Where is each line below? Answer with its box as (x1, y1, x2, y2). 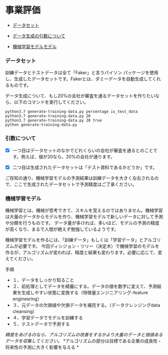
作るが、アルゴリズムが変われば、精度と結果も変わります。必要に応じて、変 (5, 249, 162, 255)
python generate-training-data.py (5, 123, 78, 128)
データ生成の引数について (12, 33, 66, 39)
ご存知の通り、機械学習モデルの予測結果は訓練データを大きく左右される (5, 175, 154, 181)
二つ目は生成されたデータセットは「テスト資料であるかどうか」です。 (12, 164, 157, 170)
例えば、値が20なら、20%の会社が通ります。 (21, 154, 115, 160)
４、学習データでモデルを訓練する (12, 314, 83, 320)
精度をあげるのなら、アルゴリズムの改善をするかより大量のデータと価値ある (5, 331, 163, 337)
